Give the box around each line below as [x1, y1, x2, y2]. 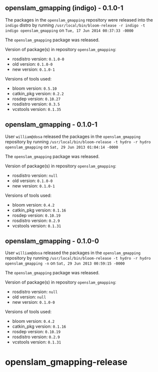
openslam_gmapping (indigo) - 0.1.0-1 [5, 4, 124, 12]
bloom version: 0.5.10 [12, 85, 57, 91]
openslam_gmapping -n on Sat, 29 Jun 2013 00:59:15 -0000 [5, 260, 125, 266]
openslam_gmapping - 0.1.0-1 [5, 120, 98, 129]
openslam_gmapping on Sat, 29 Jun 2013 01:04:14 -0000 [5, 144, 119, 150]
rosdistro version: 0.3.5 [12, 101, 60, 107]
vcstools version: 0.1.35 [12, 106, 61, 112]
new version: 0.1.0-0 [12, 299, 55, 305]
